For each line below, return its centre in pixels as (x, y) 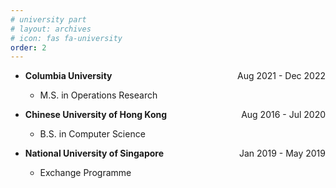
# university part (48, 19)
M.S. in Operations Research (98, 95)
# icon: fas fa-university (66, 38)
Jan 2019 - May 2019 (282, 153)
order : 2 (28, 47)
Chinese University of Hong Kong (96, 115)
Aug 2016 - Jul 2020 (283, 115)
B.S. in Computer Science (92, 134)
